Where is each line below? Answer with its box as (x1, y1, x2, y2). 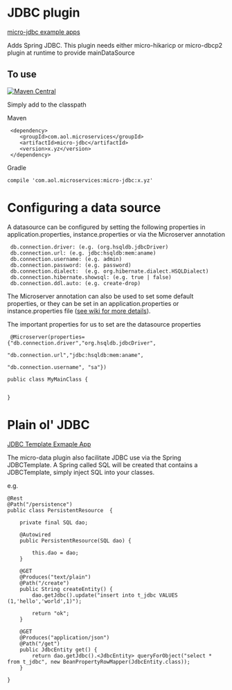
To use (7, 69, 37, 80)
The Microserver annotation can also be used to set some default (7, 292, 194, 300)
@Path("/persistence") (7, 500, 73, 508)
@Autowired (19, 531, 51, 538)
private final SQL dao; (19, 519, 89, 526)
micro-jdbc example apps (7, 28, 81, 36)
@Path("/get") (19, 640, 60, 647)
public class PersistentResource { (7, 507, 113, 514)
